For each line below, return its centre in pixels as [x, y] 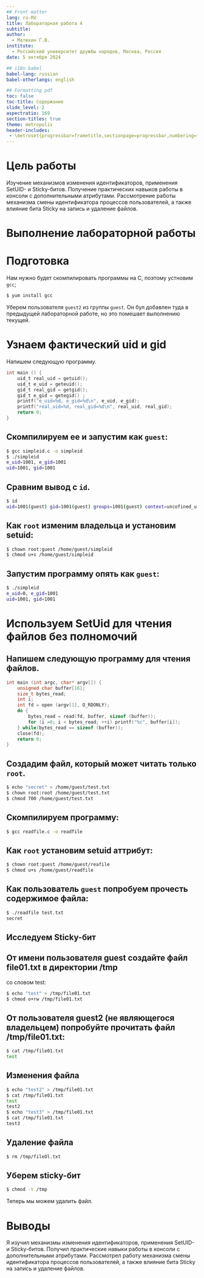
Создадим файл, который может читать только [101, 764]
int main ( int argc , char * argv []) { [54, 683]
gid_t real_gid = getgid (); [53, 390]
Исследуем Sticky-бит [51, 937]
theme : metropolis [29, 125]
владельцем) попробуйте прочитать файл [91, 1027]
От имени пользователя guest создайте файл [97, 958]
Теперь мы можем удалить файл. [49, 1201]
